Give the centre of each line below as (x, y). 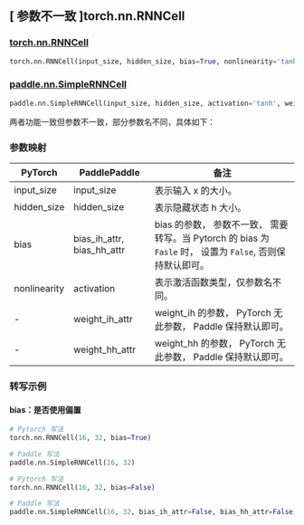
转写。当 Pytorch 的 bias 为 (212, 238)
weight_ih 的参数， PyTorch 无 (218, 313)
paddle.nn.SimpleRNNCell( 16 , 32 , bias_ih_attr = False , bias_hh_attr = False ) (153, 512)
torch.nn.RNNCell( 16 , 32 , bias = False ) (82, 487)
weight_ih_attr (103, 320)
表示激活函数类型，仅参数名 (214, 282)
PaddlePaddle (109, 173)
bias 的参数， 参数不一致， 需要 (221, 224)
